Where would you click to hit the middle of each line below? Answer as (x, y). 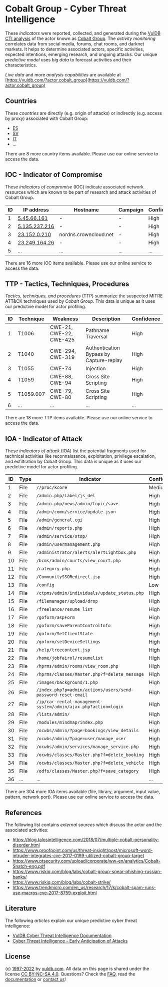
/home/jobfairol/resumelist (70, 658)
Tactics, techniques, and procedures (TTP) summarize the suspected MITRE (84, 296)
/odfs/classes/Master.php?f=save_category (87, 771)
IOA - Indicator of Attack (44, 439)
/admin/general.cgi (59, 520)
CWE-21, (61, 327)
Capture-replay (104, 360)
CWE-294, (63, 351)
